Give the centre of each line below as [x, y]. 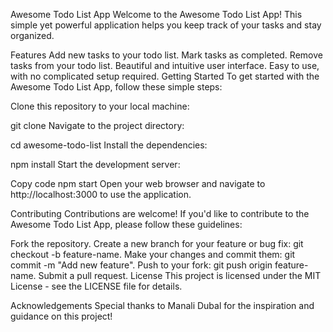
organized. [32, 35]
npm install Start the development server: [95, 164]
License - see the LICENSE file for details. [96, 286]
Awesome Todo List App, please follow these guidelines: [126, 224]
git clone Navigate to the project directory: [97, 125]
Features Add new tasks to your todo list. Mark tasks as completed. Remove [166, 55]
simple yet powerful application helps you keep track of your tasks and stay [166, 25]
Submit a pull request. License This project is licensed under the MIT [180, 275]
